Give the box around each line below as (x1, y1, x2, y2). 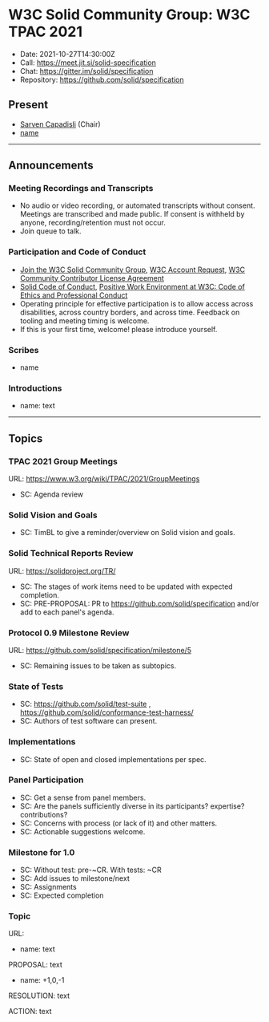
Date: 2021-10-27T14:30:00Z (19, 49, 116, 59)
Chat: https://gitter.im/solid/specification (19, 66, 154, 75)
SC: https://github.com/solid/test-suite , (19, 700, 151, 709)
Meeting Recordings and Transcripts (8, 183, 154, 194)
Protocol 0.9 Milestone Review (8, 627, 130, 639)
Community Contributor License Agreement (19, 273, 164, 282)
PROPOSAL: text (8, 960, 62, 970)
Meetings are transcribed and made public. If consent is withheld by (19, 209, 245, 219)
